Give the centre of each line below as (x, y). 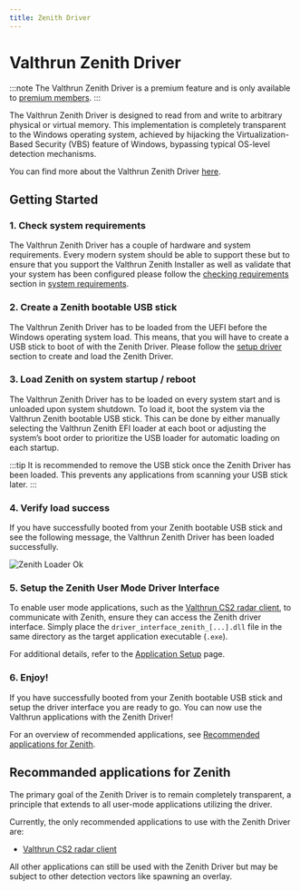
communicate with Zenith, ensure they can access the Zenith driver (135, 617)
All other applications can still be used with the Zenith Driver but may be (144, 867)
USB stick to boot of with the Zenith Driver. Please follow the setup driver (146, 347)
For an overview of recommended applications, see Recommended (135, 734)
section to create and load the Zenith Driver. (92, 356)
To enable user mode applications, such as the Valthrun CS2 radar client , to (150, 608)
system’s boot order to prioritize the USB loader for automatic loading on (145, 437)
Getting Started (54, 199)
